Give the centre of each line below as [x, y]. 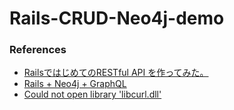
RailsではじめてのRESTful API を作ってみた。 [116, 73]
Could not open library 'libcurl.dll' [92, 94]
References [38, 50]
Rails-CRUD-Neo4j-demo [117, 18]
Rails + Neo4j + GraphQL [75, 84]
